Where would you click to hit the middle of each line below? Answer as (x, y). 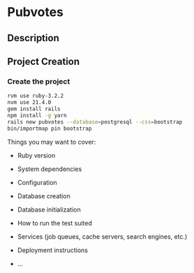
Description (33, 38)
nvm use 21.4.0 (29, 103)
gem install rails (34, 109)
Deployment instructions (53, 250)
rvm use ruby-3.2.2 (36, 96)
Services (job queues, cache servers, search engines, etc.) (102, 236)
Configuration (37, 182)
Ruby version (36, 155)
